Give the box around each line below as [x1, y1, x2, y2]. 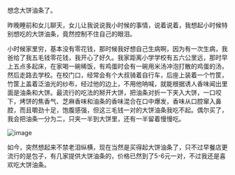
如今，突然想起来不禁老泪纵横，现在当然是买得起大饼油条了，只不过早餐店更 [7, 143, 228, 151]
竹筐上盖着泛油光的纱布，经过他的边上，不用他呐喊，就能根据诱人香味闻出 [7, 80, 222, 87]
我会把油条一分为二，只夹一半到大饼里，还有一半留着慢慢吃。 [7, 115, 185, 122]
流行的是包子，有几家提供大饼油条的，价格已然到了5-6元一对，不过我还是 [7, 152, 220, 160]
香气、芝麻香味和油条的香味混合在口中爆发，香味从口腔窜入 [43, 97, 215, 105]
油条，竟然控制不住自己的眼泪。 [43, 30, 136, 38]
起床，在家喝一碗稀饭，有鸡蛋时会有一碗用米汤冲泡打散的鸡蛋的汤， [31, 62, 228, 70]
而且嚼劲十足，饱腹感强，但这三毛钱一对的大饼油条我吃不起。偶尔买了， [19, 106, 228, 114]
